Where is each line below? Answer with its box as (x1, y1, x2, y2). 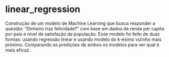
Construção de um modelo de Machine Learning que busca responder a (5, 20, 155, 26)
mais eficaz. (5, 47, 31, 53)
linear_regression (5, 4, 81, 15)
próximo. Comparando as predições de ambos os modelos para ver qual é (5, 41, 160, 47)
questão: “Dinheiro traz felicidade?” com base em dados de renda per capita (5, 25, 164, 31)
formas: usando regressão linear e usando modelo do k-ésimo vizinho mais (5, 36, 162, 42)
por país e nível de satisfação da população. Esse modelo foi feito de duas (5, 31, 160, 37)
